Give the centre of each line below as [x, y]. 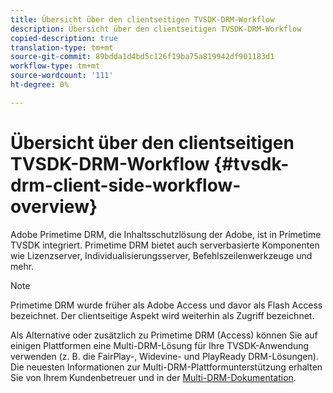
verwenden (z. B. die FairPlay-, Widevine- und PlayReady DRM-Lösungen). [164, 356]
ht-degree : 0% [40, 85]
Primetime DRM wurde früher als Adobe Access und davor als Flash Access [166, 305]
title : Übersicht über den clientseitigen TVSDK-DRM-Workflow [142, 19]
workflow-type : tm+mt [55, 66]
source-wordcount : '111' [62, 76]
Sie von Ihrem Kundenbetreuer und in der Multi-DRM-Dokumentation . [153, 377]
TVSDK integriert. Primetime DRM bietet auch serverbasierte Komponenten [165, 245]
